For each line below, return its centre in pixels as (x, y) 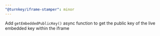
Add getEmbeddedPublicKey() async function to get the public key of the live (80, 23)
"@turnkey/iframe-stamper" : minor (40, 9)
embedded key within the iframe (37, 28)
